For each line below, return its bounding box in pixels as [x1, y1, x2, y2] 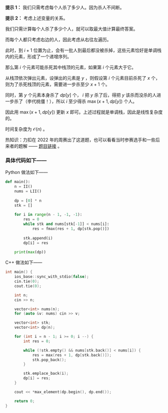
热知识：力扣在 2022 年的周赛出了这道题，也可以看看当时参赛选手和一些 [5, 137, 156, 143]
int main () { [5, 269, 33, 275]
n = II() [14, 184, 33, 189]
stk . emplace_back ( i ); [23, 371, 69, 376]
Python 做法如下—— [5, 169, 48, 175]
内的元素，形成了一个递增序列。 [5, 53, 72, 60]
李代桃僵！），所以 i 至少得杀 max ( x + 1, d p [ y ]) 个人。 [27, 98, 137, 104]
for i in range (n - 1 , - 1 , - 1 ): [14, 212, 82, 217]
